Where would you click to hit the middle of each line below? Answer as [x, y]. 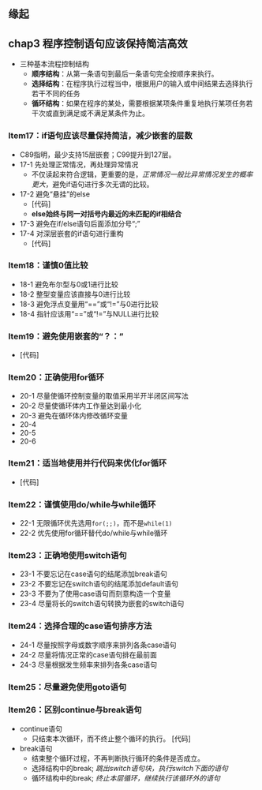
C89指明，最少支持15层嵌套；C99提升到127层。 [97, 154]
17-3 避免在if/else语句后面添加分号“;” [80, 223]
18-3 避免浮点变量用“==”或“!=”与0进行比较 [89, 304]
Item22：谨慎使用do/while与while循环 [82, 504]
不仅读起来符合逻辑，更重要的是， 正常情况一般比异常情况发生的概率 [142, 174]
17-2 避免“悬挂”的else [55, 194]
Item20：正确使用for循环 [56, 377]
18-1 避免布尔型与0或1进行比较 [69, 284]
